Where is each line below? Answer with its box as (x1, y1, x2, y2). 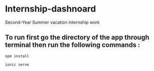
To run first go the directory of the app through (5, 33, 150, 42)
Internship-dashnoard (5, 3, 96, 14)
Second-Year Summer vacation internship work (5, 19, 100, 25)
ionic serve (5, 62, 29, 67)
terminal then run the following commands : (5, 41, 140, 49)
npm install (5, 54, 29, 58)
